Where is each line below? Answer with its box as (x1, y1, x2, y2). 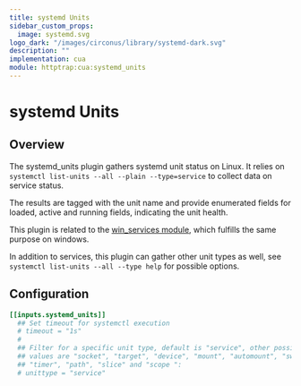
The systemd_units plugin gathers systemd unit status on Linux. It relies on (9, 160, 285, 171)
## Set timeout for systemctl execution (17, 319, 170, 328)
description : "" (9, 47, 70, 56)
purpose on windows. (9, 234, 90, 244)
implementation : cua (9, 55, 87, 64)
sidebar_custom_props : (9, 21, 94, 30)
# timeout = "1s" (17, 327, 82, 336)
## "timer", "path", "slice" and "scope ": (17, 360, 182, 369)
